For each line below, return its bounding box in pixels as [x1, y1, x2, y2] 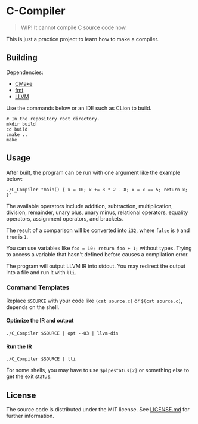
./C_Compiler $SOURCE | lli [6, 356, 76, 362]
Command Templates [6, 283, 70, 292]
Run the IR [6, 343, 32, 350]
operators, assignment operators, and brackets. [6, 215, 123, 222]
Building [6, 52, 38, 63]
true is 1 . [6, 233, 29, 240]
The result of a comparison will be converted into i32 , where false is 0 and [6, 227, 190, 234]
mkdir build [6, 121, 36, 127]
